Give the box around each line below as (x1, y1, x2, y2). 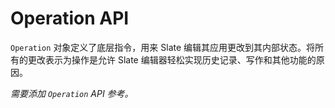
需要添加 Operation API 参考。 (10, 87, 134, 99)
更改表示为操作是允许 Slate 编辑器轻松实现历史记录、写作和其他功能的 (27, 53, 317, 66)
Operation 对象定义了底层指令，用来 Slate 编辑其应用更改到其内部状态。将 (10, 41, 316, 53)
